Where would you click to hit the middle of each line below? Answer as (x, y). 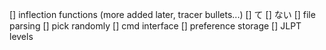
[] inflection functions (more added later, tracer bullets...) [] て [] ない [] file (162, 14)
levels (21, 36)
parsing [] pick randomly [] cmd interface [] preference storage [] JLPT (155, 26)
